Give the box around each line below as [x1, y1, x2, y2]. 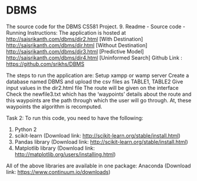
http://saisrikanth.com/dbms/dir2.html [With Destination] [6, 35, 143, 42]
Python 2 [14, 126, 37, 133]
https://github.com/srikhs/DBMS [6, 60, 85, 68]
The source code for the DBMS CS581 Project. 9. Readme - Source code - [6, 23, 185, 30]
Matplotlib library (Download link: [14, 145, 95, 152]
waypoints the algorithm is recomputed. [6, 103, 103, 110]
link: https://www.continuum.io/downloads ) [6, 168, 111, 175]
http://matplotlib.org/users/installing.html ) [14, 150, 116, 157]
